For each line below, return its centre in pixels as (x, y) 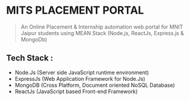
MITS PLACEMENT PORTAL (75, 10)
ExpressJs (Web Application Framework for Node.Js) (80, 78)
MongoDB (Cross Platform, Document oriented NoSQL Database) (95, 85)
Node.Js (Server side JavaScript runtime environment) (82, 72)
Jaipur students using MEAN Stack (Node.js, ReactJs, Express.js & (102, 33)
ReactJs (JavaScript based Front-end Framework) (76, 91)
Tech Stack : (30, 58)
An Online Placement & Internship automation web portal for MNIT (102, 27)
